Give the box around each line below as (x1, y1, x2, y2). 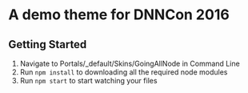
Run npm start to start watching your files (19, 76, 158, 85)
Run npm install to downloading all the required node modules (19, 67, 228, 77)
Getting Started (8, 38, 87, 51)
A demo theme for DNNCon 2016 (8, 6, 230, 24)
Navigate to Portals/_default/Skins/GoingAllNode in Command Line (19, 59, 240, 68)
